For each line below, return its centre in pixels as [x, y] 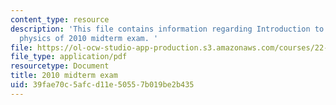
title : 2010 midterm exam [64, 76]
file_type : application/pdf [69, 57]
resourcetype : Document [60, 66]
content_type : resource [60, 19]
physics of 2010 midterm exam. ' [89, 38]
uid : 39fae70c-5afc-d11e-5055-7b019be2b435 [102, 85]
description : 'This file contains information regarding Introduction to [167, 29]
